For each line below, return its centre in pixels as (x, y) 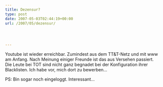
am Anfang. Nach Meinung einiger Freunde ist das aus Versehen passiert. (80, 60)
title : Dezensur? (23, 10)
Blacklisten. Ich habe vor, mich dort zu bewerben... (56, 70)
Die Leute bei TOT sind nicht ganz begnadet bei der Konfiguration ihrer (77, 65)
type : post (16, 14)
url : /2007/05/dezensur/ (30, 23)
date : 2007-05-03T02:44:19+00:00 (39, 19)
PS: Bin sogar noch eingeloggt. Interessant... (50, 79)
